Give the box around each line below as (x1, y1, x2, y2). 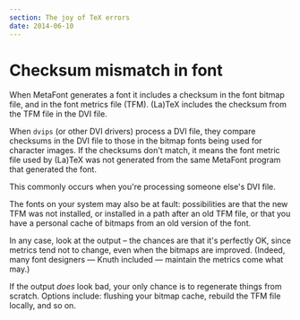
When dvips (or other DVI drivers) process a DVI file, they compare (9, 126, 256, 137)
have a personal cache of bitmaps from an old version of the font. (9, 218, 252, 229)
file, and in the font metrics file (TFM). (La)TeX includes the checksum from (9, 99, 287, 110)
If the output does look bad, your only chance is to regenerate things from (9, 281, 282, 292)
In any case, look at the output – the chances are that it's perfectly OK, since (9, 235, 291, 246)
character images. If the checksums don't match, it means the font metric (9, 145, 280, 156)
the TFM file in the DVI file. (9, 108, 107, 119)
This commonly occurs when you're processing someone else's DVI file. (9, 181, 276, 193)
